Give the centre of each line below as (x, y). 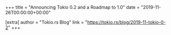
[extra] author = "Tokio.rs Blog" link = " (46, 22)
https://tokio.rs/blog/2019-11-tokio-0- (126, 22)
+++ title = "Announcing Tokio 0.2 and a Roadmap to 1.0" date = (72, 7)
